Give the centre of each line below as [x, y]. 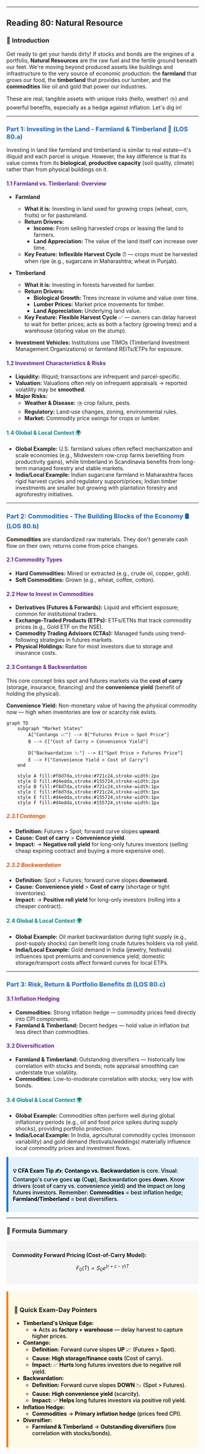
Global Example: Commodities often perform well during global [95, 1116]
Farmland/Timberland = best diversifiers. [66, 1199]
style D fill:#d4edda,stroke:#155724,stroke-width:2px [88, 781]
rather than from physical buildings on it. [57, 169]
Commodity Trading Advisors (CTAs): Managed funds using [92, 633]
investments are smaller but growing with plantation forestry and [96, 487]
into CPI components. [42, 1019]
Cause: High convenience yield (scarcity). [86, 1394]
